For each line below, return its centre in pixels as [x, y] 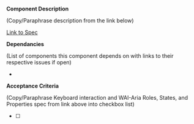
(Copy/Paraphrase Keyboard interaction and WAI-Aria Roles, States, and [97, 98]
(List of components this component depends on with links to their [90, 56]
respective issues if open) [39, 62]
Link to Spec [22, 32]
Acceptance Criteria [33, 86]
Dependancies [25, 44]
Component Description [38, 9]
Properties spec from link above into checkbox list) [70, 104]
